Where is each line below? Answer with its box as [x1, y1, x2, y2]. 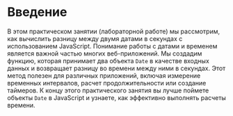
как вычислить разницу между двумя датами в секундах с [7, 34, 183, 42]
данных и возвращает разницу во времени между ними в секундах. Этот [7, 64, 226, 72]
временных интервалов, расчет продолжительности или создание [7, 78, 207, 87]
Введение [7, 4, 67, 20]
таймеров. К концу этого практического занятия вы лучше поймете [7, 86, 209, 94]
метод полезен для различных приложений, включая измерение [7, 71, 201, 80]
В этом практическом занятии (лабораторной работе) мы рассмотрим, [7, 27, 220, 35]
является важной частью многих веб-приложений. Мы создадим [7, 49, 202, 58]
